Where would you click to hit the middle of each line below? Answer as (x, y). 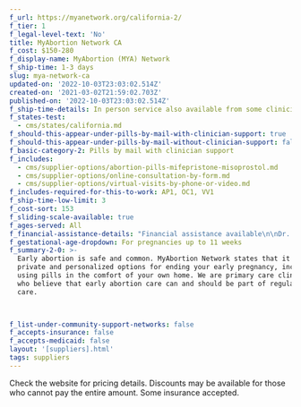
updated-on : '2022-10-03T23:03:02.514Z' (86, 84)
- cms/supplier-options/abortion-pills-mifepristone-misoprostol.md (148, 167)
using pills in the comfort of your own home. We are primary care (146, 276)
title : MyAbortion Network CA (66, 42)
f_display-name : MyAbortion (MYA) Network (90, 59)
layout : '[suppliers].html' (62, 350)
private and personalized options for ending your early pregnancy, (148, 267)
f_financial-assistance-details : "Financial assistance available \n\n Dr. (150, 233)
